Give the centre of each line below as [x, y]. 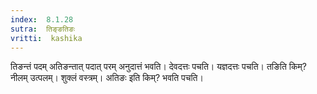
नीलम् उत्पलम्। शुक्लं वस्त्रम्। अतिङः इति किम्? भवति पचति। [107, 78]
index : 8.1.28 [42, 19]
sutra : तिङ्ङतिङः [43, 29]
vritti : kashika [46, 38]
